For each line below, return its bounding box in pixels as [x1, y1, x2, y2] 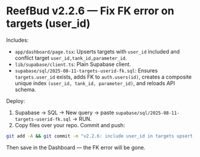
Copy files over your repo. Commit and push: [14, 121, 125, 128]
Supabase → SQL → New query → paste [14, 109, 114, 116]
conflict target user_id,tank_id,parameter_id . [14, 54, 127, 61]
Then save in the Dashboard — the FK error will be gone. [6, 144, 146, 151]
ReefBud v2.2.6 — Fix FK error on [6, 4, 174, 18]
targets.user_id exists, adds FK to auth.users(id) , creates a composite [14, 73, 192, 80]
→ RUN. [72, 115, 92, 123]
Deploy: [6, 97, 26, 105]
